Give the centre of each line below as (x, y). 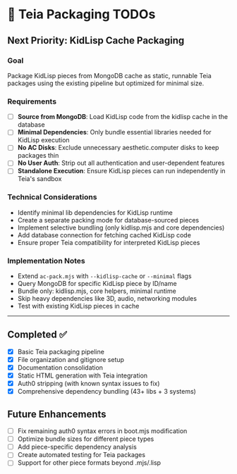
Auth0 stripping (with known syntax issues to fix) (89, 384)
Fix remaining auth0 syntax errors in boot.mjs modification (102, 431)
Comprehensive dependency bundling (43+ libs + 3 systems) (107, 392)
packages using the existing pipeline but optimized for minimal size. (106, 83)
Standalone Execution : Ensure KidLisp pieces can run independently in (121, 171)
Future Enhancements (57, 414)
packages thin (38, 156)
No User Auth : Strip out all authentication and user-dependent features (121, 163)
